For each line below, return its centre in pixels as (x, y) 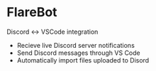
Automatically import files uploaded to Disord (83, 60)
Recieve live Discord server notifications (76, 45)
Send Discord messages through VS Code (78, 53)
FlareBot (32, 12)
